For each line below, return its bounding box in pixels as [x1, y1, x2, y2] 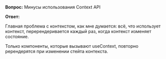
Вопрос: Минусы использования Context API [5, 4, 101, 10]
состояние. [5, 34, 29, 39]
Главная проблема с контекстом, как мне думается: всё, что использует [5, 23, 161, 29]
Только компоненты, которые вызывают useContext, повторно [5, 43, 139, 49]
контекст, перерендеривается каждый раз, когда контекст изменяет [5, 29, 152, 34]
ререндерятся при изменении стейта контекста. [5, 49, 108, 54]
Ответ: [5, 14, 20, 19]
